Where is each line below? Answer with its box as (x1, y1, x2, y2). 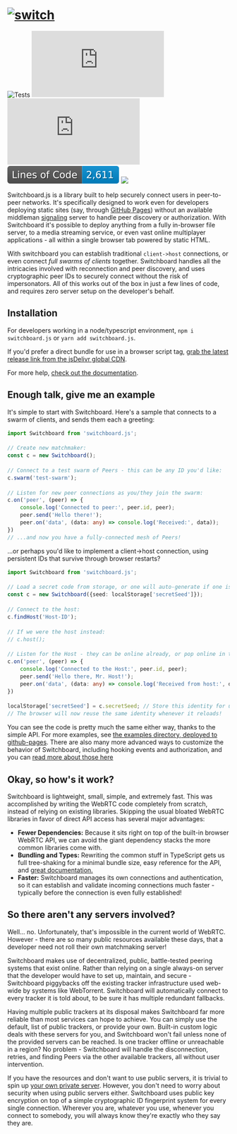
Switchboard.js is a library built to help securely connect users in (7, 191, 195, 199)
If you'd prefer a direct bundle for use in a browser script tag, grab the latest (7, 347, 229, 356)
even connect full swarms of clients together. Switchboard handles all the (7, 256, 221, 265)
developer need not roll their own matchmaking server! (7, 943, 167, 951)
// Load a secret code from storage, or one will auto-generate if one (7, 583, 222, 591)
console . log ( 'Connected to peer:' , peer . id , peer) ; (20, 504, 175, 511)
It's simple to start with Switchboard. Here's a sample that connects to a (7, 407, 217, 416)
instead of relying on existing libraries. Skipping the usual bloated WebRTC (7, 807, 224, 816)
